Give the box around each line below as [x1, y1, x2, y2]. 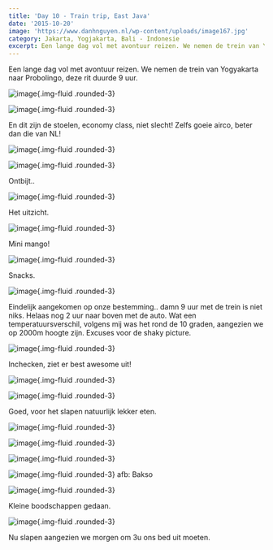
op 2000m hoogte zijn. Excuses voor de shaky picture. [8, 328, 192, 338]
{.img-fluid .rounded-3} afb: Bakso [37, 470, 153, 479]
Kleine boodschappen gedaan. [8, 501, 111, 511]
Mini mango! [8, 239, 50, 249]
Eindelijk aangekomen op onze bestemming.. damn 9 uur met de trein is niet [8, 302, 262, 312]
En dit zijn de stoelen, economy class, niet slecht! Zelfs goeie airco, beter [8, 120, 253, 130]
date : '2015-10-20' [8, 19, 75, 28]
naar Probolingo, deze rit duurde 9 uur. [8, 73, 138, 83]
